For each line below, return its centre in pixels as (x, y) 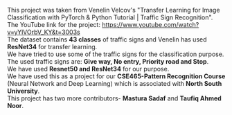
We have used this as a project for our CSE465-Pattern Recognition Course (116, 76)
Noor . (16, 106)
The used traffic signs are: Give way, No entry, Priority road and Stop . (108, 61)
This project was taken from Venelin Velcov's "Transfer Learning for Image (114, 10)
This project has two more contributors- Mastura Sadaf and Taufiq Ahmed (114, 98)
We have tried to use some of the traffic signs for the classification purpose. (116, 54)
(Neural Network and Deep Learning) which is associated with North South (115, 83)
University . (24, 91)
